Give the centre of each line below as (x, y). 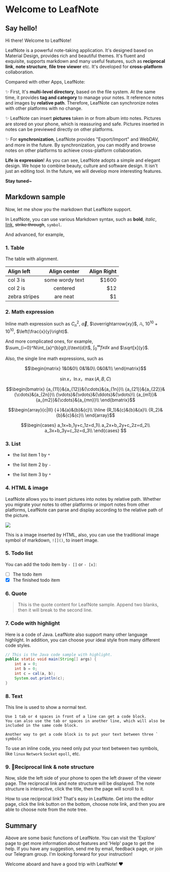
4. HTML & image (27, 488)
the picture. (17, 515)
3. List (13, 444)
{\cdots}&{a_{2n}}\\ (34, 394)
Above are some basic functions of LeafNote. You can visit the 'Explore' (81, 838)
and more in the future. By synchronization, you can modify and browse (80, 145)
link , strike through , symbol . (34, 224)
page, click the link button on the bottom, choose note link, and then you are (85, 804)
